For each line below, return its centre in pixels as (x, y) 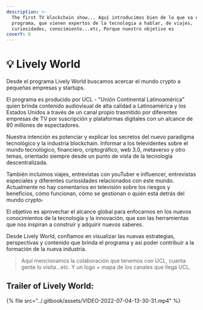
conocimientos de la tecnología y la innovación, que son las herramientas (98, 218)
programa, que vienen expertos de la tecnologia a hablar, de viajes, (102, 23)
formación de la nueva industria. (46, 249)
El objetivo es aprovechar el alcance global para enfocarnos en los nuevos (99, 212)
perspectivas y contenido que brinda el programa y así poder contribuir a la (100, 243)
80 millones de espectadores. (43, 125)
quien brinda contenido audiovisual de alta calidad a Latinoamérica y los (96, 106)
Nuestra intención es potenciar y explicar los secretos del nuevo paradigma (100, 137)
